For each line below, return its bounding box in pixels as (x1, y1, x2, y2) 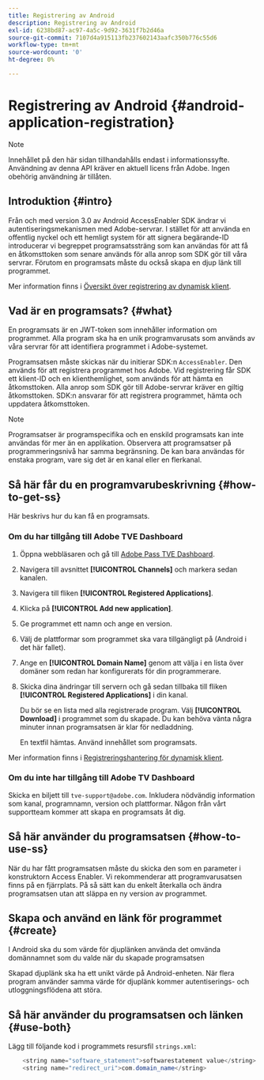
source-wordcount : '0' (8, 48, 83, 56)
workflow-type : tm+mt (8, 41, 80, 49)
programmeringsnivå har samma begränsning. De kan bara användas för (8, 447, 245, 456)
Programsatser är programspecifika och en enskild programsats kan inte (8, 430, 244, 440)
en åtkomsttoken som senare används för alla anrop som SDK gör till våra (8, 249, 247, 259)
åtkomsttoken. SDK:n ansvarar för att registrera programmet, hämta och (8, 391, 243, 400)
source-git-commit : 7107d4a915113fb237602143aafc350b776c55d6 (8, 33, 217, 42)
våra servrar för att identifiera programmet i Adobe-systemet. (8, 342, 208, 352)
